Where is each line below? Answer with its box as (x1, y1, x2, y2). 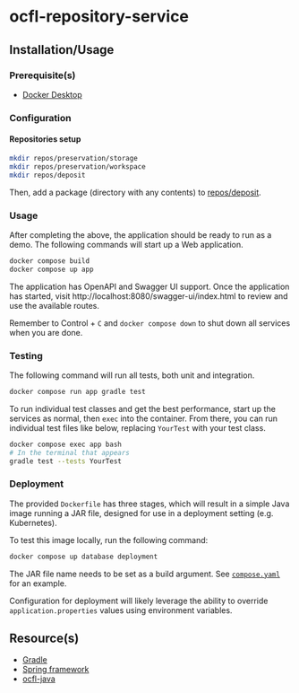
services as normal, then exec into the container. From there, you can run (9, 413, 278, 424)
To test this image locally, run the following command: (9, 534, 209, 545)
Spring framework (21, 664, 90, 675)
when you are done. (9, 327, 83, 338)
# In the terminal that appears (9, 448, 130, 457)
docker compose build (9, 256, 90, 266)
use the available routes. (9, 300, 100, 311)
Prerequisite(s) (9, 69, 76, 82)
